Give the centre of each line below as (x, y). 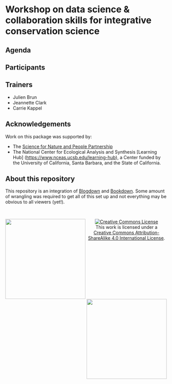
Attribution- (147, 233)
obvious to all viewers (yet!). (35, 202)
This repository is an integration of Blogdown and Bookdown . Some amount (85, 191)
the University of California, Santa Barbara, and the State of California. (87, 163)
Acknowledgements (38, 124)
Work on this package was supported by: (49, 136)
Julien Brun (25, 97)
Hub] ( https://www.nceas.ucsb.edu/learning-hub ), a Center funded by (87, 157)
